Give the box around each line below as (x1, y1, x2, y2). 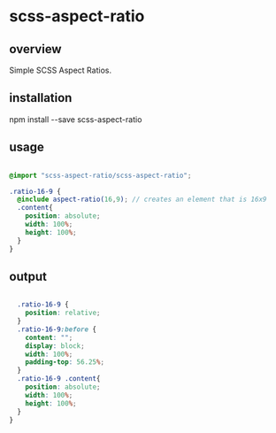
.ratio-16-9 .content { (17, 375, 101, 383)
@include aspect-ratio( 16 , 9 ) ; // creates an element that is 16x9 (17, 195, 267, 205)
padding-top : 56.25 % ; (25, 358, 104, 367)
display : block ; (25, 341, 86, 351)
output (9, 268, 47, 284)
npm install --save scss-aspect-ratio (9, 113, 142, 125)
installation (9, 90, 73, 105)
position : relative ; (25, 308, 101, 318)
